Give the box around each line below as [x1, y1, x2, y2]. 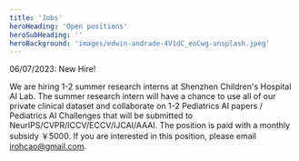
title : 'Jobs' [9, 13, 64, 23]
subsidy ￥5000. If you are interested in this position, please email [9, 131, 257, 142]
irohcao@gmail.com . [9, 141, 87, 152]
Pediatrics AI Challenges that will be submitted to [9, 110, 194, 121]
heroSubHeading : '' [9, 30, 84, 39]
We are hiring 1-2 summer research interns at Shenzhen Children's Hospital [9, 81, 292, 92]
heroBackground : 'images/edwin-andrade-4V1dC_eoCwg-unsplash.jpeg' [9, 38, 271, 48]
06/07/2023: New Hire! [9, 64, 96, 75]
